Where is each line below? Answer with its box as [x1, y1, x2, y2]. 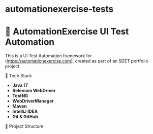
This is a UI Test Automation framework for [5, 53, 92, 59]
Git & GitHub [12, 114, 38, 120]
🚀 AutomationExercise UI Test [5, 26, 129, 37]
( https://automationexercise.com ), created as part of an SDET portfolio [5, 58, 149, 64]
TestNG [12, 93, 29, 99]
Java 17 [12, 82, 28, 88]
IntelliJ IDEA [12, 108, 38, 114]
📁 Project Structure [5, 123, 44, 129]
